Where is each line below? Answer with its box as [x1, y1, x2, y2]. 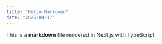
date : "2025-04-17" [6, 14, 56, 20]
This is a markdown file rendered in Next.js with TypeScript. [6, 31, 156, 38]
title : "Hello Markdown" [6, 8, 69, 15]
